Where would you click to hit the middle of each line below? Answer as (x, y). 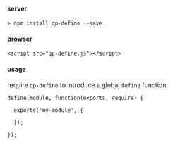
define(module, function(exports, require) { (75, 98)
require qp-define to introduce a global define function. (87, 85)
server (17, 8)
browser (20, 39)
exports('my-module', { (48, 110)
